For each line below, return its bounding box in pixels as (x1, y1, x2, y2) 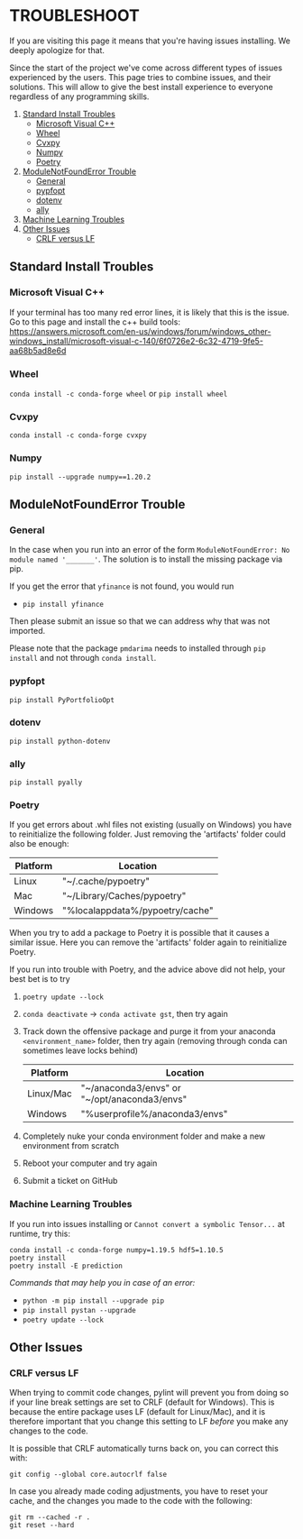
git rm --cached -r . (9, 1513, 91, 1522)
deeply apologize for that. (9, 44, 106, 55)
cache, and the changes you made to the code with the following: (9, 1496, 252, 1507)
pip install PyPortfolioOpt (9, 695, 115, 704)
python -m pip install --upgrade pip (22, 1296, 165, 1305)
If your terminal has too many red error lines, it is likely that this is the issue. (9, 307, 290, 317)
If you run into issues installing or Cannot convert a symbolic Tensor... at (9, 1218, 286, 1229)
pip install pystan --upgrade (22, 1305, 137, 1315)
